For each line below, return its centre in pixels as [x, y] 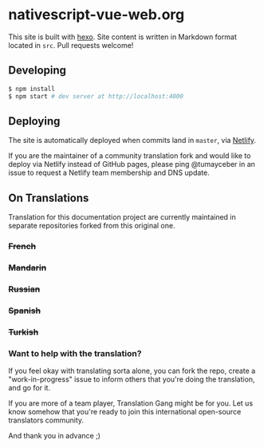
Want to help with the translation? [75, 353]
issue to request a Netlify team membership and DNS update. [109, 172]
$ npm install [32, 89]
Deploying [34, 121]
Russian [24, 289]
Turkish [24, 331]
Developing [37, 71]
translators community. [46, 420]
